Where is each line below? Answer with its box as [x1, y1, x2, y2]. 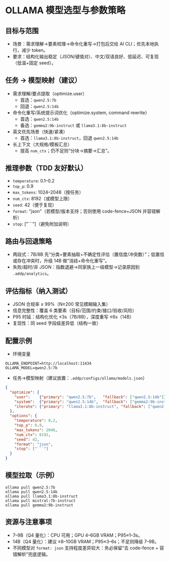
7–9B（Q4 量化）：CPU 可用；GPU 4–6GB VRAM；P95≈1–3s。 [12, 532, 143, 538]
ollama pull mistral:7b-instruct [5, 498, 76, 503]
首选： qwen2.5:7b [20, 97, 57, 103]
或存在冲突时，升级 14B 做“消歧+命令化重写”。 [12, 258, 110, 264]
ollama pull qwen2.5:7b [5, 485, 56, 490]
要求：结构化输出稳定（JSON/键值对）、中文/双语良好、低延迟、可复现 [12, 54, 159, 59]
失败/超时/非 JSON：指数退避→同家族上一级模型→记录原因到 [12, 264, 140, 270]
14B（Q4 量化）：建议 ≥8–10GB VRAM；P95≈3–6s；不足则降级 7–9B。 [12, 538, 159, 544]
